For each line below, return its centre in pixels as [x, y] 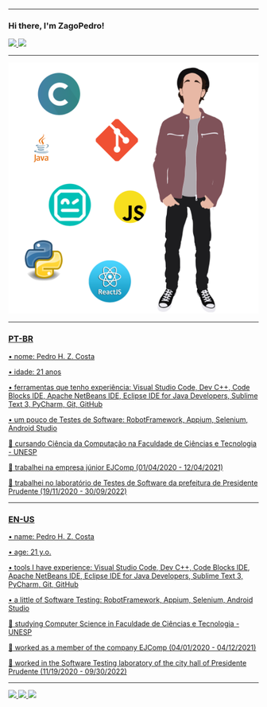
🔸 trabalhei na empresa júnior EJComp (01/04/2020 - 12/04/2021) [116, 467]
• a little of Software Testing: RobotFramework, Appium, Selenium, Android [131, 600]
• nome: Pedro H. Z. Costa [52, 356]
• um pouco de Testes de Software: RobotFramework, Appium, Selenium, [128, 420]
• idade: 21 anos [35, 372]
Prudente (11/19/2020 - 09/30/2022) [68, 671]
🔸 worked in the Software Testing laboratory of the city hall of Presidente [128, 662]
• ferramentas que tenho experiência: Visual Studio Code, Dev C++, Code [129, 387]
